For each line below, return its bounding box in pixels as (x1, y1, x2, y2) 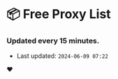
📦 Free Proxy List (6, 6, 111, 22)
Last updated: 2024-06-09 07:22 (16, 52, 109, 60)
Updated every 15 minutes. (6, 36, 100, 46)
